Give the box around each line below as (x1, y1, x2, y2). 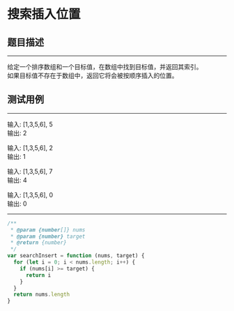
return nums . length (13, 291, 70, 298)
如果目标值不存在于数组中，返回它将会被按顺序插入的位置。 (7, 71, 178, 79)
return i (25, 271, 52, 279)
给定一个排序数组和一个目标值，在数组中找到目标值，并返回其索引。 (7, 63, 203, 70)
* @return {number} (10, 239, 68, 246)
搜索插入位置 (7, 6, 81, 22)
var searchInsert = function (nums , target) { (7, 252, 145, 259)
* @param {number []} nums (10, 226, 86, 234)
